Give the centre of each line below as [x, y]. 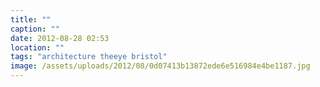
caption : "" [35, 29]
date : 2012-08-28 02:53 [60, 38]
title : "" [31, 19]
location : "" [37, 47]
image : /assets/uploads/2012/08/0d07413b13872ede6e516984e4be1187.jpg [160, 66]
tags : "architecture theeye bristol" [89, 57]
